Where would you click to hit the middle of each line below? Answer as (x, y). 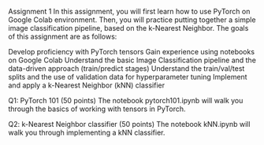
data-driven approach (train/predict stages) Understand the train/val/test (126, 69)
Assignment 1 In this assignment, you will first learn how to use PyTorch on (129, 11)
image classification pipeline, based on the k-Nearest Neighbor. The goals (128, 28)
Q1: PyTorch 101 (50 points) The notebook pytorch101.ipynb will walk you (126, 100)
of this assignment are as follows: (63, 36)
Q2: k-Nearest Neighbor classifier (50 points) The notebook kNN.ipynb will (129, 124)
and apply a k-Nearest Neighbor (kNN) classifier (87, 85)
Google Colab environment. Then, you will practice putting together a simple (132, 20)
